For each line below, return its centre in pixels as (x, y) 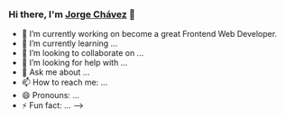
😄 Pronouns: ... (51, 95)
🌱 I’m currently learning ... (69, 43)
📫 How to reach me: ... (65, 82)
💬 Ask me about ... (55, 72)
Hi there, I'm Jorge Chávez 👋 (72, 14)
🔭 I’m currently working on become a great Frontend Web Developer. (149, 34)
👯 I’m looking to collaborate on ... (83, 53)
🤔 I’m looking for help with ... (74, 63)
